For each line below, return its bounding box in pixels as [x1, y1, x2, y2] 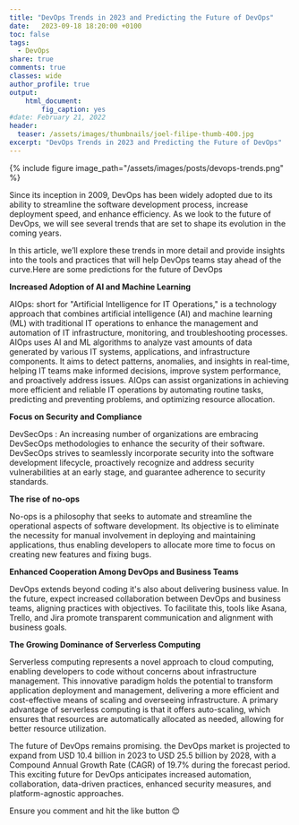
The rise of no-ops [9, 494, 81, 504]
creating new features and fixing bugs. [9, 548, 152, 560]
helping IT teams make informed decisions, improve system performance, [9, 365, 282, 376]
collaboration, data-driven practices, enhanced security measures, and [9, 778, 271, 789]
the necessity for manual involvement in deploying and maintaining [9, 529, 256, 540]
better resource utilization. [9, 723, 107, 734]
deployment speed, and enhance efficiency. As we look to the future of [9, 208, 271, 219]
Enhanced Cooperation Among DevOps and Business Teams [9, 566, 239, 577]
